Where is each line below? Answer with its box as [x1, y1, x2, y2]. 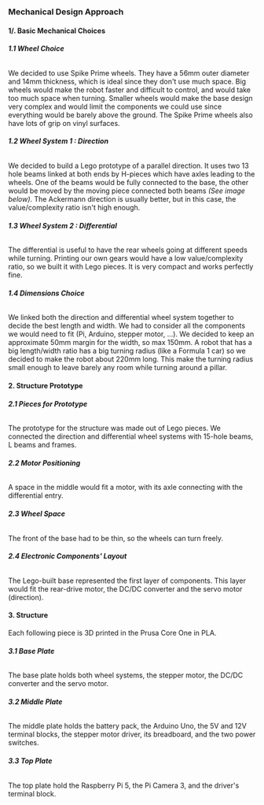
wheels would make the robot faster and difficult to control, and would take [8, 85, 251, 95]
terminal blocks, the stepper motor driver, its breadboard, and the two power [8, 729, 256, 739]
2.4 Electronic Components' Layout [8, 551, 127, 561]
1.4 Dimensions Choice [8, 288, 85, 298]
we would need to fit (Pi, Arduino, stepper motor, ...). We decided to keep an [8, 329, 255, 339]
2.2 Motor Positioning [8, 458, 81, 467]
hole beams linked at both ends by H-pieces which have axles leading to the [8, 169, 255, 179]
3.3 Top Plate [8, 755, 53, 766]
